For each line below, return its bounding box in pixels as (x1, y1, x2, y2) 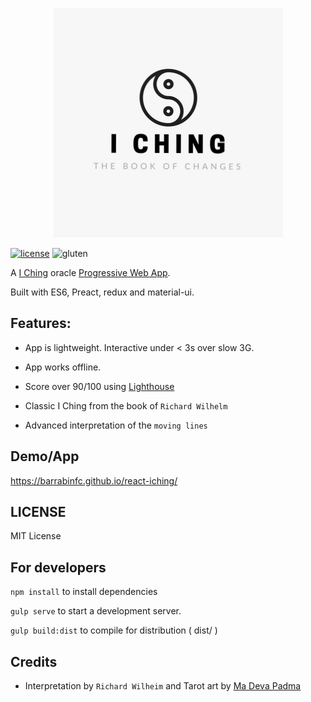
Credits (10, 653, 58, 670)
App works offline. (24, 361, 102, 373)
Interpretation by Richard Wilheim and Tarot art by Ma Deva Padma (24, 680, 302, 692)
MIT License (10, 530, 62, 542)
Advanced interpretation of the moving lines (24, 419, 208, 431)
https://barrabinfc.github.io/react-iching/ (10, 474, 178, 487)
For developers (10, 559, 107, 576)
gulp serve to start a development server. (10, 605, 182, 617)
